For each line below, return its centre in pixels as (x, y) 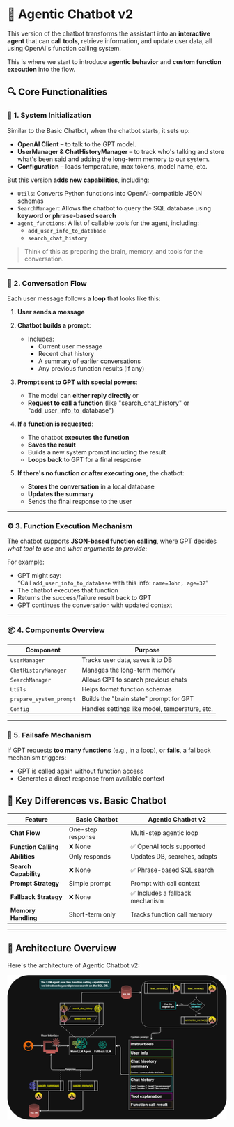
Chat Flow (25, 833)
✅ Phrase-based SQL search (172, 870)
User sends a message (51, 312)
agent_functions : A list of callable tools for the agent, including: (108, 223)
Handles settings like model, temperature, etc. (148, 708)
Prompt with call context (165, 883)
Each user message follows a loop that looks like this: (84, 298)
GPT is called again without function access (80, 771)
